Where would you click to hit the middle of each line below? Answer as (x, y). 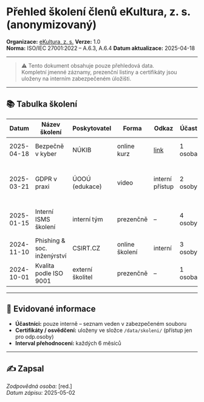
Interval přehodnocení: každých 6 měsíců (68, 343)
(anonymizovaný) (52, 25)
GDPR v (46, 178)
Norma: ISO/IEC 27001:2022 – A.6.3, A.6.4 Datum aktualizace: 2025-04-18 (101, 48)
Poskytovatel (92, 128)
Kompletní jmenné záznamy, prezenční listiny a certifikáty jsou (99, 72)
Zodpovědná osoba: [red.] (39, 386)
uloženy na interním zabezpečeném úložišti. (76, 79)
